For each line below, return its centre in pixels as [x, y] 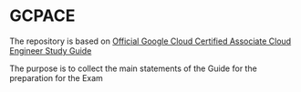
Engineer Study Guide [51, 50]
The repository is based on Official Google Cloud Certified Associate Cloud [150, 41]
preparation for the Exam [56, 77]
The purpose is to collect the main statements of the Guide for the [133, 68]
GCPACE [42, 16]
